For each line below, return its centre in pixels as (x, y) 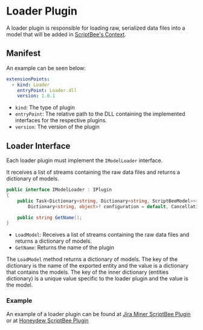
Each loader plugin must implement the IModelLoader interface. (85, 160)
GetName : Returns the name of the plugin (65, 248)
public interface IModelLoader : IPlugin (59, 190)
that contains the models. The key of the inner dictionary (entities (88, 272)
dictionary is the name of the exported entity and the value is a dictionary (97, 266)
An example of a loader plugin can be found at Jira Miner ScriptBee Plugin (98, 314)
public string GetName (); (50, 217)
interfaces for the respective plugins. (61, 120)
